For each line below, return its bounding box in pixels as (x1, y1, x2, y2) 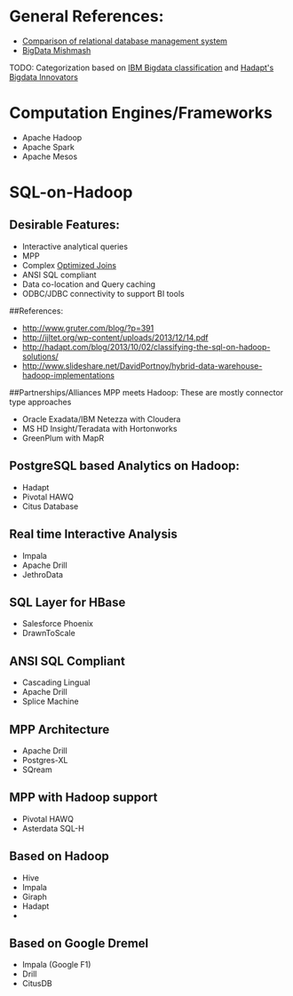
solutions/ (21, 351, 59, 362)
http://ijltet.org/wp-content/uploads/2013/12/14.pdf (21, 331, 209, 343)
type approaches (9, 396, 72, 407)
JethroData (21, 569, 64, 579)
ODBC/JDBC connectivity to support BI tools (21, 288, 185, 299)
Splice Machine (21, 696, 79, 707)
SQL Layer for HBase (9, 594, 126, 610)
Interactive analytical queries (21, 241, 129, 251)
